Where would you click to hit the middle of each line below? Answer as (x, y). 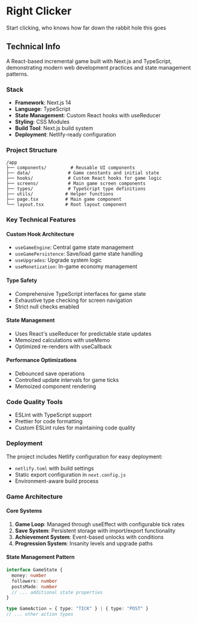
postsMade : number (35, 587)
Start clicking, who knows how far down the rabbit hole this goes (86, 28)
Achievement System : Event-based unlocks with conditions (89, 537)
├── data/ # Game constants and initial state (83, 173)
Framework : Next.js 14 (43, 103)
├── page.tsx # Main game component (64, 200)
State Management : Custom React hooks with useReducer (88, 115)
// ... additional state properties (57, 592)
